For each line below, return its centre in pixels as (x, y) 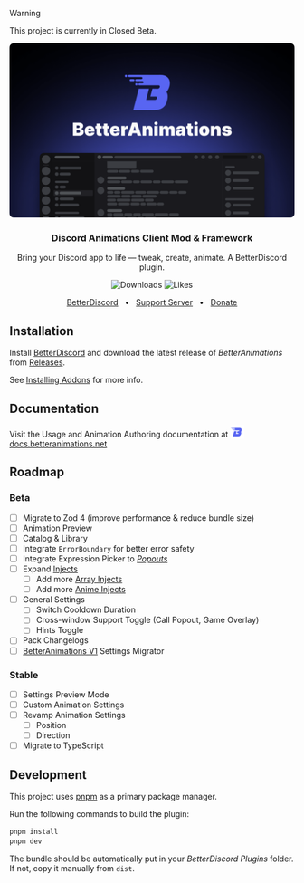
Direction (53, 735)
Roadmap (37, 472)
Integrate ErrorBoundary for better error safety (108, 548)
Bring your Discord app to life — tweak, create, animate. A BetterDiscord (152, 258)
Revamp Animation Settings (74, 715)
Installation (42, 331)
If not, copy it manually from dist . (72, 868)
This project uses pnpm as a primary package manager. (113, 797)
